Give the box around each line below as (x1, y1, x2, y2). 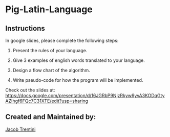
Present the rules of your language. (12, 48, 88, 53)
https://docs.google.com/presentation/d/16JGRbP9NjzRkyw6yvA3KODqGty (5, 93, 165, 98)
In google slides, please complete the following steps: (5, 37, 119, 43)
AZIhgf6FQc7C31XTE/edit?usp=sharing (5, 98, 89, 104)
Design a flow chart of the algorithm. (12, 67, 91, 73)
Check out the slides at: (5, 87, 55, 93)
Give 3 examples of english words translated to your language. (12, 57, 145, 63)
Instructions (5, 24, 45, 33)
